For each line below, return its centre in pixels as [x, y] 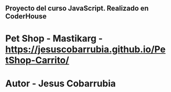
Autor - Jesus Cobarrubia [60, 83]
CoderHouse [26, 17]
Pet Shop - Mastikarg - [54, 38]
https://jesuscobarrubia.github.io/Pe [86, 49]
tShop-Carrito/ [37, 60]
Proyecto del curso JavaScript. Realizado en [77, 8]
